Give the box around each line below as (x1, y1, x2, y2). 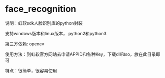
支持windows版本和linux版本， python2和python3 (5, 30, 107, 36)
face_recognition (5, 3, 76, 15)
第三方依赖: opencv (5, 40, 44, 47)
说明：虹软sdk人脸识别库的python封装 (5, 20, 83, 26)
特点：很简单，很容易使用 (5, 67, 57, 74)
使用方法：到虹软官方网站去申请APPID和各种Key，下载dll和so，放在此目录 (5, 51, 156, 57)
